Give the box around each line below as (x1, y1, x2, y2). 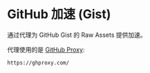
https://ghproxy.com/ (7, 59, 70, 66)
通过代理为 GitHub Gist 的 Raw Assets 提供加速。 (7, 31, 147, 39)
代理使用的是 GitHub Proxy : (7, 45, 85, 54)
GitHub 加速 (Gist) (7, 6, 111, 22)
